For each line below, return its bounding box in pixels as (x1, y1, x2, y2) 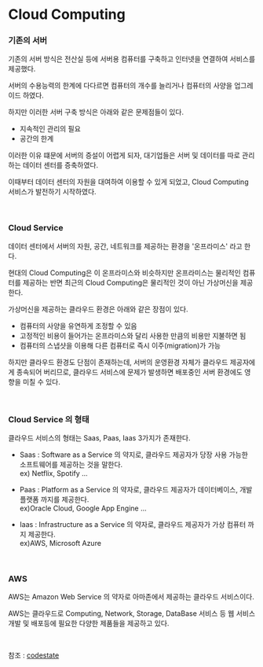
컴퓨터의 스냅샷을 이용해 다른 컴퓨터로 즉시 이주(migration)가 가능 (19, 341, 221, 350)
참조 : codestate (8, 650, 60, 660)
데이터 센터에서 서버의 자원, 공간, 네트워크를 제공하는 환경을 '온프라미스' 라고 (8, 241, 243, 251)
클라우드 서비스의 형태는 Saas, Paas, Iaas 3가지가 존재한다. (8, 433, 191, 443)
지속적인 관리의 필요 (19, 124, 81, 134)
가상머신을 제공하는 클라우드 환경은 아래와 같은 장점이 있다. (8, 304, 188, 314)
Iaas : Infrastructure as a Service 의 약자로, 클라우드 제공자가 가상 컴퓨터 (19, 520, 247, 529)
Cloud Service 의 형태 (8, 414, 89, 425)
